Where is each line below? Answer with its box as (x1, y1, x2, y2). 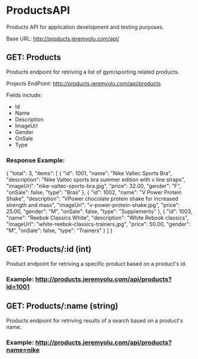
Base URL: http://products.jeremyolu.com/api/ (6, 35, 120, 42)
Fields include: (6, 91, 42, 99)
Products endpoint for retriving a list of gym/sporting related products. (6, 68, 179, 75)
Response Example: (6, 156, 65, 165)
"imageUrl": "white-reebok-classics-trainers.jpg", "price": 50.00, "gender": (6, 221, 191, 228)
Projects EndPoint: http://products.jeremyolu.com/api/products (6, 80, 162, 87)
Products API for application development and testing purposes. (6, 23, 165, 31)
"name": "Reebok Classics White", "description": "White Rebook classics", (6, 214, 189, 221)
